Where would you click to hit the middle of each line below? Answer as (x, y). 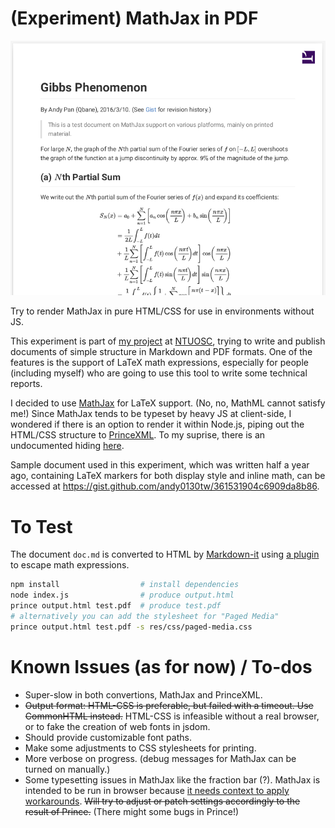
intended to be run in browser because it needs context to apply (157, 790)
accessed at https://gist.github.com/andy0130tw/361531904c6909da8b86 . (165, 486)
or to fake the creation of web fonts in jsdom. (117, 726)
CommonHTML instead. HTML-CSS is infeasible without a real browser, (172, 716)
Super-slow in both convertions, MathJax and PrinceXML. (143, 694)
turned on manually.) (67, 769)
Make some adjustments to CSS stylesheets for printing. (140, 748)
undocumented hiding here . (67, 446)
